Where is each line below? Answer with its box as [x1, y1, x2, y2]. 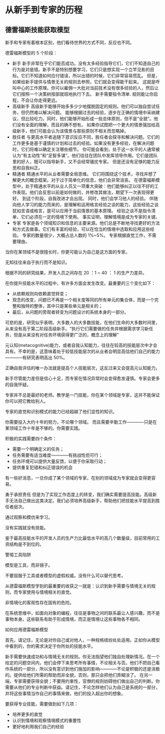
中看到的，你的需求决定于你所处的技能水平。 [5, 643, 96, 649]
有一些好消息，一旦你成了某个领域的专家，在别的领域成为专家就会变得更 [5, 475, 151, 480]
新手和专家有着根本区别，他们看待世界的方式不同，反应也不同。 [5, 40, 134, 45]
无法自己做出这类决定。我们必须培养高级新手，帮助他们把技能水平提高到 [9, 498, 156, 504]
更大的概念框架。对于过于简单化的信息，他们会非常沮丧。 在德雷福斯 [16, 177, 156, 183]
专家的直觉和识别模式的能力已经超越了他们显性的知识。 [5, 409, 117, 414]
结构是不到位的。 [9, 541, 44, 547]
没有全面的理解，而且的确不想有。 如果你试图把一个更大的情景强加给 [16, 122, 156, 128]
